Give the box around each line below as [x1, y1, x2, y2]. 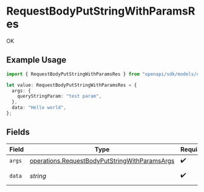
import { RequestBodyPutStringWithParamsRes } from [6, 71, 140, 77]
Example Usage [6, 55, 67, 65]
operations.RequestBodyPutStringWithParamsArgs [29, 157, 175, 165]
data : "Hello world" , [12, 105, 67, 111]
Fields [6, 127, 30, 137]
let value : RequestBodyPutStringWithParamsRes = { [6, 82, 137, 88]
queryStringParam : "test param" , [17, 93, 102, 100]
